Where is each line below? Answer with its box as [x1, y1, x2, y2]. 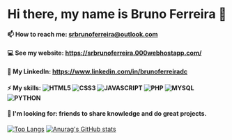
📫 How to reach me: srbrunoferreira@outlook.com [7, 30, 158, 38]
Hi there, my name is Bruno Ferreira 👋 [7, 6, 227, 22]
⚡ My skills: [7, 83, 42, 92]
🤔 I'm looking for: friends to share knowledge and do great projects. [7, 110, 207, 118]
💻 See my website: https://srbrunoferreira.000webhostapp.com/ [7, 49, 202, 58]
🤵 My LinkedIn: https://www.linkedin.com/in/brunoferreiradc [7, 67, 188, 76]
